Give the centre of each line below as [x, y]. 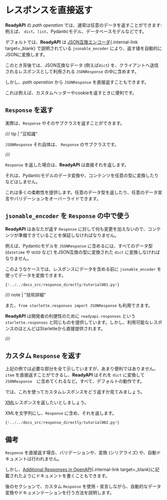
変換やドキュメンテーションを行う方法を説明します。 [60, 492]
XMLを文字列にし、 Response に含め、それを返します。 [61, 413]
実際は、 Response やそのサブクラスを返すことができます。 [65, 123]
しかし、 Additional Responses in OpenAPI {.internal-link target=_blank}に [80, 469]
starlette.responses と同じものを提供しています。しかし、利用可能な [77, 322]
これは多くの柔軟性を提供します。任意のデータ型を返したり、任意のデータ [82, 192]
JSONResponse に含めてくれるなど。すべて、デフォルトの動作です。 [75, 381]
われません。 [49, 458]
